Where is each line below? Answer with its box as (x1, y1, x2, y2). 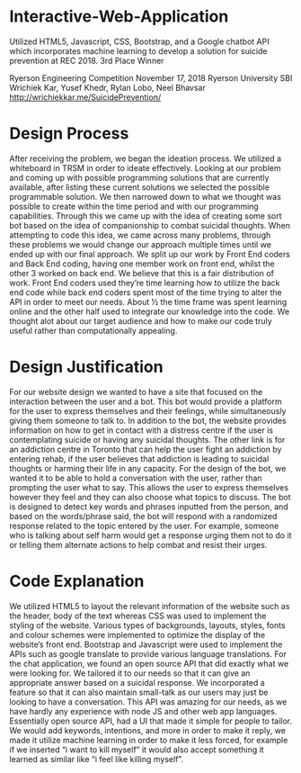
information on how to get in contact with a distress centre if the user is (9, 425, 274, 436)
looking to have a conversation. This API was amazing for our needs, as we (9, 696, 288, 707)
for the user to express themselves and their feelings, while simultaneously (9, 405, 287, 416)
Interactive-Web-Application (9, 6, 229, 27)
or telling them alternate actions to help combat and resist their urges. (9, 539, 268, 550)
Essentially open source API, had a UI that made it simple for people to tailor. (9, 715, 293, 726)
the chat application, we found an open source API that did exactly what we (9, 658, 289, 669)
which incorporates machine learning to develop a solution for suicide (9, 45, 268, 56)
